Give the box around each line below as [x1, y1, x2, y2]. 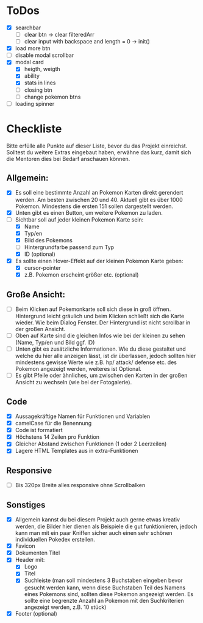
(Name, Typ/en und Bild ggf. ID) [15, 339, 95, 346]
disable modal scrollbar [15, 51, 74, 59]
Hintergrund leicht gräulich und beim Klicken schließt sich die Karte [15, 313, 185, 319]
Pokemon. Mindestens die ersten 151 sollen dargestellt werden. [15, 203, 174, 210]
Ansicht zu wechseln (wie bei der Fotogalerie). [15, 379, 132, 386]
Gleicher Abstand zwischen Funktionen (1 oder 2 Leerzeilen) [15, 440, 167, 447]
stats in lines [24, 79, 56, 86]
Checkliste [6, 122, 62, 135]
